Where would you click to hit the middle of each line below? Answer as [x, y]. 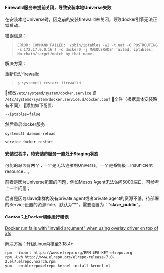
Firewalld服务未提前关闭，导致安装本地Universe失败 [58, 7]
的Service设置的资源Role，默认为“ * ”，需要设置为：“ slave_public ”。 [74, 205]
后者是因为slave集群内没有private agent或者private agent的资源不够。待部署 [82, 198]
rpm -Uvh [14, 257]
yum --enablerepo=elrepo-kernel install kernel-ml [58, 266]
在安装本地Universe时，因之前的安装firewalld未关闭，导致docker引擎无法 [79, 19]
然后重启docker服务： [27, 124]
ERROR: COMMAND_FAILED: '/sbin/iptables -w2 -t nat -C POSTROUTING [87, 45]
